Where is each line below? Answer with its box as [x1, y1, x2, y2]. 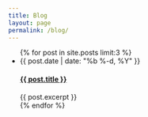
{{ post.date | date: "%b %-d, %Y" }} [19, 56, 141, 66]
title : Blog [8, 11, 47, 20]
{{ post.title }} [19, 74, 67, 84]
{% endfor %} [19, 100, 66, 110]
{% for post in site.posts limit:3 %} [19, 48, 132, 58]
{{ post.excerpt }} [19, 92, 78, 101]
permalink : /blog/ [8, 26, 69, 34]
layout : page [8, 19, 51, 27]
